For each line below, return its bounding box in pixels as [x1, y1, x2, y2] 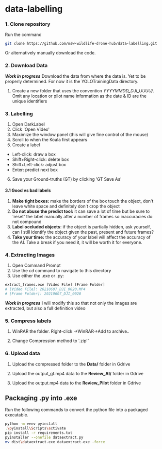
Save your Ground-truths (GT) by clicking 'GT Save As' [12, 176, 122, 182]
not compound [12, 219, 42, 224]
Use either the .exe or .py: [12, 273, 64, 279]
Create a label [12, 142, 40, 148]
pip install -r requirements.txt [5, 431, 73, 435]
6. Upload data [5, 350, 40, 357]
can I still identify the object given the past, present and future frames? [12, 229, 154, 235]
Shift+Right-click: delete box [12, 156, 69, 162]
